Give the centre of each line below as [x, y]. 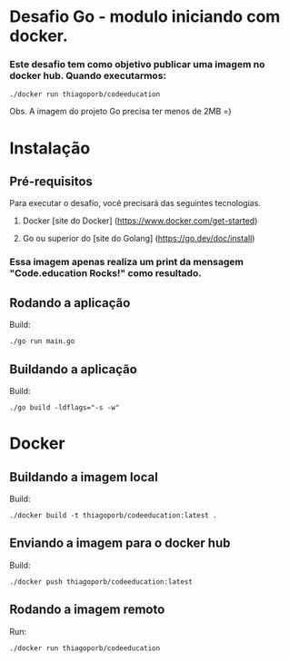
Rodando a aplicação [70, 303]
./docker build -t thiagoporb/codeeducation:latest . [114, 516]
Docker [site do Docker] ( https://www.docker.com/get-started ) [140, 221]
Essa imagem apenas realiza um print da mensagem [126, 262]
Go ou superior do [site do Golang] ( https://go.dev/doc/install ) [139, 239]
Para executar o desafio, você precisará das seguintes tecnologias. [135, 203]
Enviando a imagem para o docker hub [120, 543]
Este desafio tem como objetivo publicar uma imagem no [137, 64]
